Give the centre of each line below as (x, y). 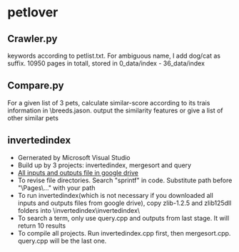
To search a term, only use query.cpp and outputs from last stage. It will (123, 218)
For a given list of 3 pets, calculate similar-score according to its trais (109, 103)
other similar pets (33, 117)
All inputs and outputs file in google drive (78, 172)
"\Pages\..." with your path (56, 188)
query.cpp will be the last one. (62, 241)
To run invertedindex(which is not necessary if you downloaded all (116, 195)
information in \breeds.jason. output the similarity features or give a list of (115, 110)
